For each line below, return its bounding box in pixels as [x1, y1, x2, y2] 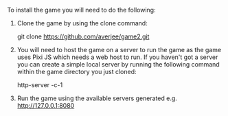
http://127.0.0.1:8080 [16, 102, 75, 109]
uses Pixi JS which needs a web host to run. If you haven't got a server [16, 53, 218, 61]
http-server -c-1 [16, 81, 63, 89]
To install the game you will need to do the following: [7, 6, 156, 14]
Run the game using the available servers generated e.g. [16, 94, 177, 102]
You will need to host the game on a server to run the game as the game [16, 46, 222, 54]
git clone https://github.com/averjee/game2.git [16, 32, 150, 40]
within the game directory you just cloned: [16, 68, 137, 76]
